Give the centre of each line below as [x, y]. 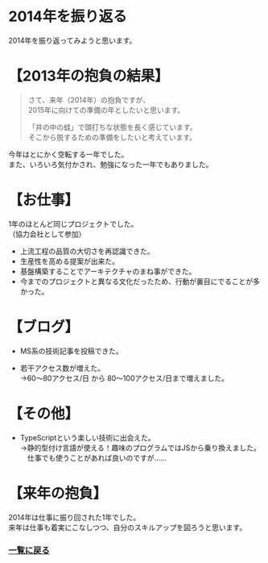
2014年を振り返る [68, 17]
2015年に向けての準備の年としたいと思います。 [106, 110]
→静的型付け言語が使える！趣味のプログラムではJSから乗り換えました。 [140, 448]
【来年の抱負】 [58, 493]
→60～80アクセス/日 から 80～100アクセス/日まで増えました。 [124, 378]
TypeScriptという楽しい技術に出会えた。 [87, 437]
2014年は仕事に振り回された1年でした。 [74, 517]
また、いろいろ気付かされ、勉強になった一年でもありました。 [111, 164]
